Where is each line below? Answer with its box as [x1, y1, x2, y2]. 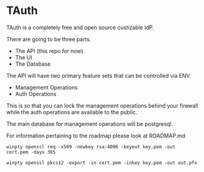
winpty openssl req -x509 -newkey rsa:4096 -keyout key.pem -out [6, 143, 175, 150]
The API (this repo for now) [15, 47, 83, 55]
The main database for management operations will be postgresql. [6, 120, 174, 128]
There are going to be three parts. [6, 35, 91, 43]
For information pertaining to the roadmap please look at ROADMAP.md [6, 132, 186, 139]
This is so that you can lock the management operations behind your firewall [6, 101, 199, 109]
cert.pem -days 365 [6, 149, 56, 155]
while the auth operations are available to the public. [6, 108, 138, 115]
